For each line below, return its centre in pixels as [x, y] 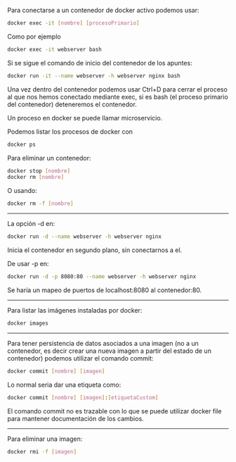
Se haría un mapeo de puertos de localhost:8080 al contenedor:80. [105, 290]
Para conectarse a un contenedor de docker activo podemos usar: [103, 10]
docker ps [22, 144]
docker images [28, 323]
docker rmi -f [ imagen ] [42, 451]
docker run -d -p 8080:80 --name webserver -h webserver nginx [102, 277]
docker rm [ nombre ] [36, 177]
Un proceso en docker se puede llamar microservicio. [85, 118]
